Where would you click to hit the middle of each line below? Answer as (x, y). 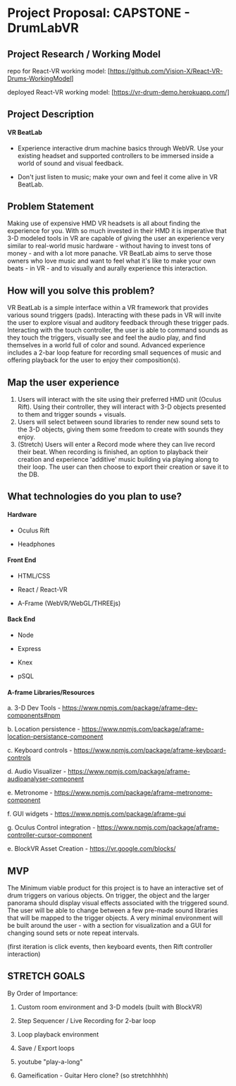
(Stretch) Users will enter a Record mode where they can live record (116, 444)
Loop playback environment (58, 1034)
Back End (21, 619)
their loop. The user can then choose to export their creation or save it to (123, 467)
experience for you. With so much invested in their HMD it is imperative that (117, 231)
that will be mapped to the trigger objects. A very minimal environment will (115, 918)
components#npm (34, 715)
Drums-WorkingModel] (41, 78)
